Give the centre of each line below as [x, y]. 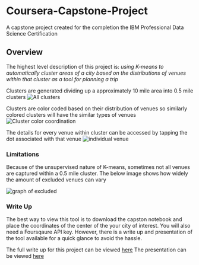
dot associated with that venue [44, 139]
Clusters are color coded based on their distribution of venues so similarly [97, 108]
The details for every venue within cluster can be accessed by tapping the [97, 132]
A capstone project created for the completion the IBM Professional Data [95, 27]
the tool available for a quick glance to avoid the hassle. [74, 238]
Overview [25, 52]
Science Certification [32, 33]
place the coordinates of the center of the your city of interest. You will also [99, 226]
